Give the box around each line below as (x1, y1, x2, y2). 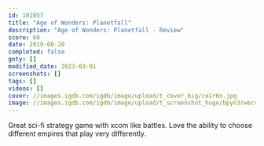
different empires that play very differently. (8, 129, 147, 138)
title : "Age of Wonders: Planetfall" (8, 19, 132, 27)
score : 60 (8, 33, 41, 42)
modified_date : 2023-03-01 (8, 63, 97, 71)
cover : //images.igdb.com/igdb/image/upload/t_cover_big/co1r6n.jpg (8, 92, 237, 100)
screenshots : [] (8, 70, 61, 78)
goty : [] (8, 56, 37, 64)
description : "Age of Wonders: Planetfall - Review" (8, 26, 185, 34)
